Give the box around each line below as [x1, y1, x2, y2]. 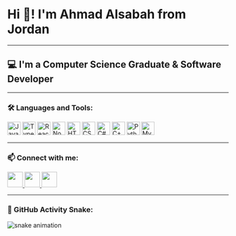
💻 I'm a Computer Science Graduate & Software [7, 59, 222, 71]
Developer [7, 73, 54, 85]
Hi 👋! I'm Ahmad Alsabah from [7, 6, 186, 22]
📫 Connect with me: [7, 152, 79, 162]
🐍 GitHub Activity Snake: [7, 205, 93, 215]
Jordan [7, 21, 50, 37]
